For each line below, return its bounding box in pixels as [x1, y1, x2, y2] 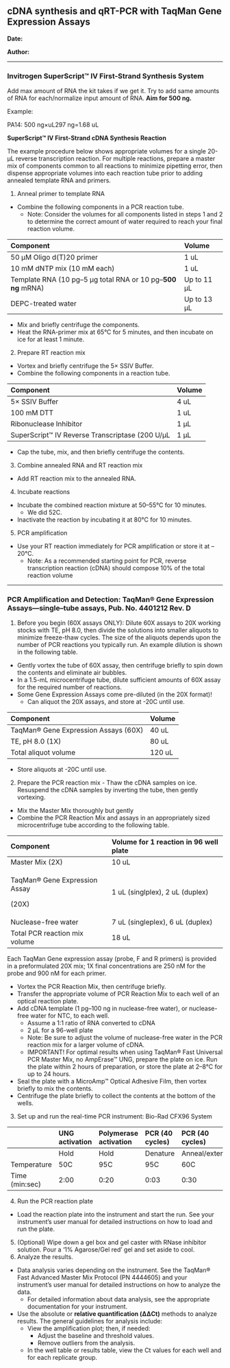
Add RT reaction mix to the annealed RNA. [16, 474, 137, 483]
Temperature [10, 1160, 53, 1169]
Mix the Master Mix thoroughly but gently [16, 807, 134, 815]
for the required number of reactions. [16, 683, 122, 692]
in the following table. [16, 648, 78, 657]
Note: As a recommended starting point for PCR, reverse [27, 557, 187, 565]
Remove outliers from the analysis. [37, 1339, 136, 1347]
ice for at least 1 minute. [16, 335, 84, 343]
